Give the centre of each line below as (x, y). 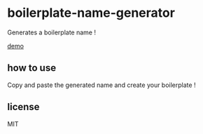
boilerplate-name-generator (91, 13)
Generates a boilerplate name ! (52, 32)
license (23, 107)
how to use (32, 68)
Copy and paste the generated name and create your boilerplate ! (101, 85)
